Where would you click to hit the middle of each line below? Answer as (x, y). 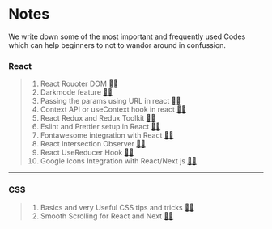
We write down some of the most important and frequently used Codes (127, 36)
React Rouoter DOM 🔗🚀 (79, 84)
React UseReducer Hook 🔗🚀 (87, 153)
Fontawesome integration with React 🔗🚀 (107, 135)
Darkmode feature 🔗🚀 (76, 92)
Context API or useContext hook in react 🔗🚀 (113, 109)
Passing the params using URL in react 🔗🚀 (110, 101)
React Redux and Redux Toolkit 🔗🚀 (98, 118)
